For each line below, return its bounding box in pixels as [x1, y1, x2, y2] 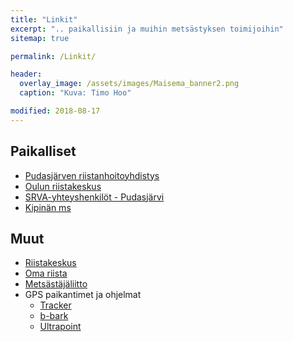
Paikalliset [10, 143, 77, 160]
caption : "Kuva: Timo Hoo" [19, 88, 132, 98]
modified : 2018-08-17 [10, 106, 101, 116]
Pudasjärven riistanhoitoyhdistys [24, 169, 160, 181]
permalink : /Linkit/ [10, 51, 97, 61]
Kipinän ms [24, 201, 72, 213]
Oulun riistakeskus [24, 180, 102, 192]
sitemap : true [10, 33, 70, 43]
